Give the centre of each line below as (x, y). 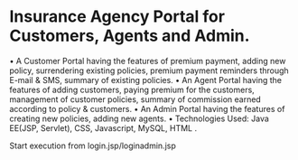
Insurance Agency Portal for (117, 17)
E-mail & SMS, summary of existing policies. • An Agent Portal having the (146, 80)
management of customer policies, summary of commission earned (135, 99)
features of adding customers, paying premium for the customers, (132, 89)
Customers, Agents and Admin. (130, 36)
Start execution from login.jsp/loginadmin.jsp (93, 146)
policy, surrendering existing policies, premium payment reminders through (149, 71)
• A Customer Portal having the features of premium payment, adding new (148, 61)
